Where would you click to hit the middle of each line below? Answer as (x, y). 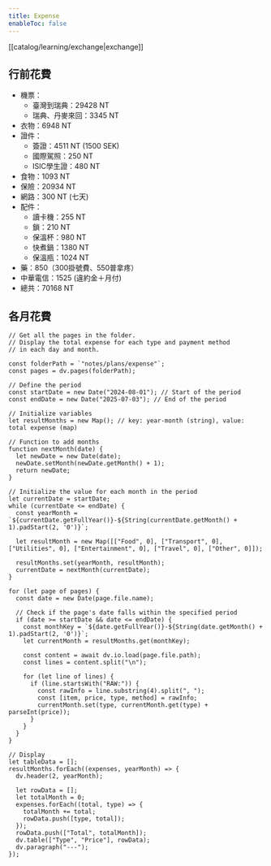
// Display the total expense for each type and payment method (119, 343)
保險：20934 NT (48, 187)
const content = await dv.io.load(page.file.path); (112, 656)
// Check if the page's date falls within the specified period (127, 613)
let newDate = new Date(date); (69, 457)
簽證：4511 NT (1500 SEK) (76, 146)
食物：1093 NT (45, 176)
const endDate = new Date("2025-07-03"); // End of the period (118, 400)
